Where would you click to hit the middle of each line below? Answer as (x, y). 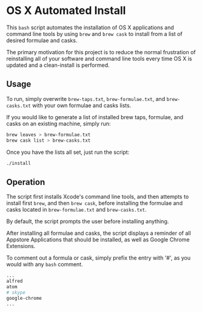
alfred (15, 281)
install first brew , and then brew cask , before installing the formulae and (95, 203)
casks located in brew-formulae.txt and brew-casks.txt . (76, 210)
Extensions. (21, 246)
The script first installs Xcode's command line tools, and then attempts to (98, 197)
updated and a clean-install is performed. (58, 65)
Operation (26, 182)
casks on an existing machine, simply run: (59, 123)
